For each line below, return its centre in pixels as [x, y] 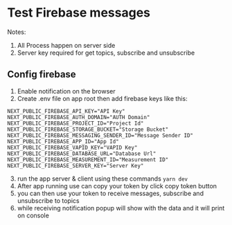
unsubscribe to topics [48, 200]
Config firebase [42, 74]
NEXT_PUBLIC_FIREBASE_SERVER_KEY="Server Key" [75, 165]
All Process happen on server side [66, 45]
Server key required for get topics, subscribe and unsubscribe [106, 53]
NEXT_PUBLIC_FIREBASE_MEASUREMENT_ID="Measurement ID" [88, 160]
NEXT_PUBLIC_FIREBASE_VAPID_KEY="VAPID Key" [72, 147]
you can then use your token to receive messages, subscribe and [110, 193]
